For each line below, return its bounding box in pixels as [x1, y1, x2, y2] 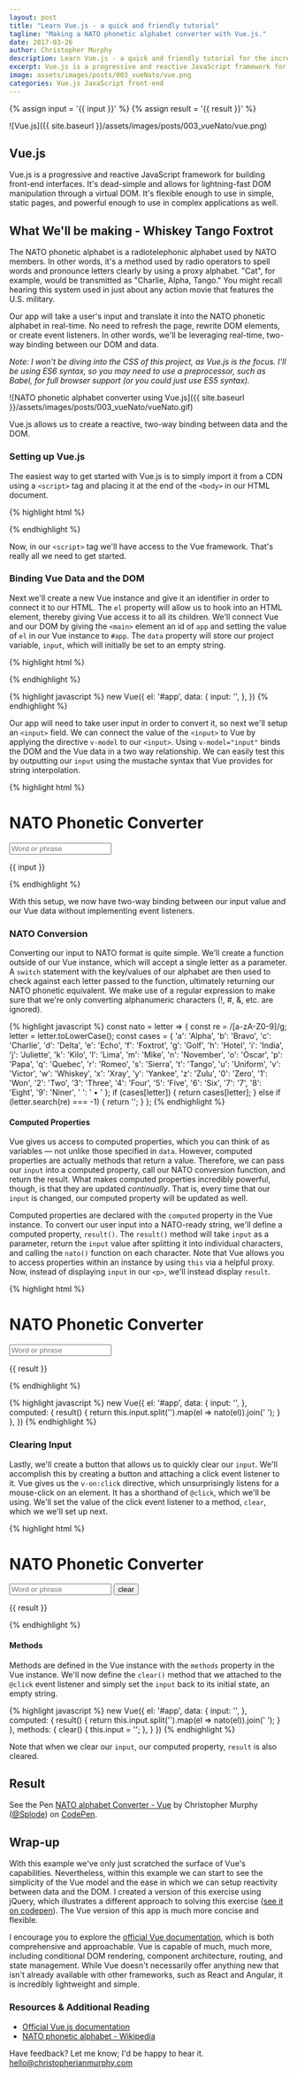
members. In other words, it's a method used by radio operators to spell [9, 256, 270, 267]
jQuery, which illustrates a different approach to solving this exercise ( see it [9, 1896, 284, 1907]
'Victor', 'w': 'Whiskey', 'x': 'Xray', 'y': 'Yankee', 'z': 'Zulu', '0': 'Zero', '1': [9, 1068, 268, 1079]
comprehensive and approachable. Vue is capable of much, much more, [9, 1941, 272, 1952]
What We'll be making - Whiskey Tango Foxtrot [9, 223, 274, 238]
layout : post [9, 12, 57, 22]
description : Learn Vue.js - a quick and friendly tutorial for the [9, 54, 267, 63]
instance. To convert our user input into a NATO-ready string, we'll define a [9, 1220, 283, 1230]
